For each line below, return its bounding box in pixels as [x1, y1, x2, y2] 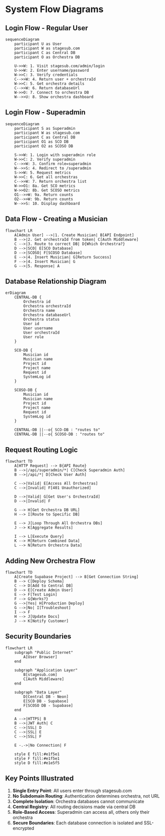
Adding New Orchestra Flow [5, 556, 96, 565]
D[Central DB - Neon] [23, 694, 69, 699]
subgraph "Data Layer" [14, 690, 62, 695]
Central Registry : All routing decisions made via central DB [12, 804, 136, 810]
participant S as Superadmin [14, 126, 76, 131]
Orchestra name [23, 308, 56, 313]
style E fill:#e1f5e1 [14, 751, 60, 757]
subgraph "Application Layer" [14, 667, 78, 672]
